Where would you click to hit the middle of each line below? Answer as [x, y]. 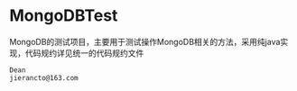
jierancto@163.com [44, 77]
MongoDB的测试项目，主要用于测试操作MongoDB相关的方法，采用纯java [145, 41]
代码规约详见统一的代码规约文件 [84, 53]
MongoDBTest [64, 16]
